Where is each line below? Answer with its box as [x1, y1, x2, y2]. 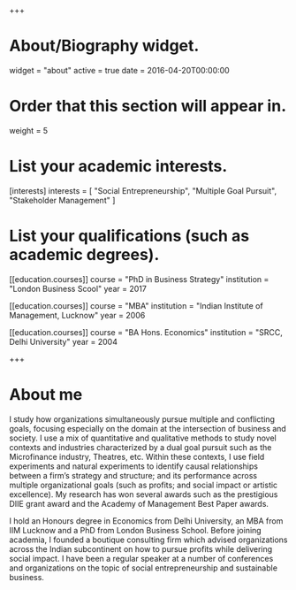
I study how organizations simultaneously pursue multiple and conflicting [9, 413, 276, 425]
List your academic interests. [9, 157, 228, 177]
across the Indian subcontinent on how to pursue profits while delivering [9, 543, 273, 554]
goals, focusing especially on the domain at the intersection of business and [9, 423, 287, 433]
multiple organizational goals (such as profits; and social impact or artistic [9, 479, 278, 490]
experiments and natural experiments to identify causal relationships [9, 461, 259, 471]
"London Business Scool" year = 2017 [9, 283, 148, 294]
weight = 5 [9, 125, 49, 135]
